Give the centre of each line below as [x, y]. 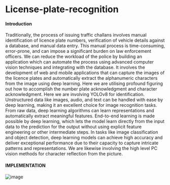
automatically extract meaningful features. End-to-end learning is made [80, 116]
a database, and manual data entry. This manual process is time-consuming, [85, 46]
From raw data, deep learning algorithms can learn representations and [80, 111]
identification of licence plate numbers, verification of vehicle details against [85, 40]
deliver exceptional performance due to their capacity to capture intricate [82, 143]
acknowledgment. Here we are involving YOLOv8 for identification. [75, 95]
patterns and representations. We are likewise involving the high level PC [81, 148]
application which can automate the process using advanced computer [79, 62]
